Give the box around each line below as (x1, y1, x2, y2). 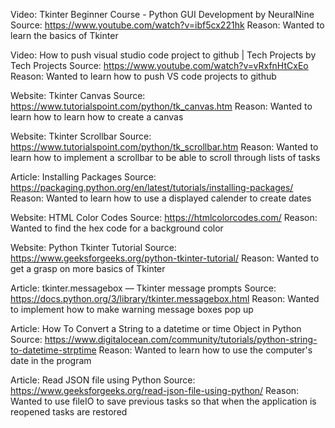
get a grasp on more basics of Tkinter (10, 263, 166, 274)
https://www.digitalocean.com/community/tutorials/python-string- (44, 334, 318, 345)
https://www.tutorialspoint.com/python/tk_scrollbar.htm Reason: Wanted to (10, 141, 319, 153)
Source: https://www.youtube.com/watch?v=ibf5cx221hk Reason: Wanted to (10, 19, 325, 31)
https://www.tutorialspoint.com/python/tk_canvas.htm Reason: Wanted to (10, 100, 313, 112)
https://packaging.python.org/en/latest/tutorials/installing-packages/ (10, 182, 294, 193)
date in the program (10, 355, 92, 366)
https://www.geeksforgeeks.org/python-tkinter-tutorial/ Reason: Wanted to (10, 252, 320, 264)
